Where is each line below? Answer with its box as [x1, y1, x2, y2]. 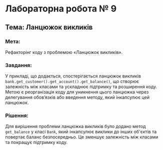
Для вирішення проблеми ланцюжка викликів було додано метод [5, 123, 146, 129]
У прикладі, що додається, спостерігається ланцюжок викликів [5, 73, 141, 79]
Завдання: [5, 61, 32, 68]
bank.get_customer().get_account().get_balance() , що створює [5, 78, 139, 84]
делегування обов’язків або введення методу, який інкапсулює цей [5, 94, 150, 100]
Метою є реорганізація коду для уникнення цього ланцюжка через [5, 89, 149, 95]
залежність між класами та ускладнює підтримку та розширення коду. [5, 83, 157, 90]
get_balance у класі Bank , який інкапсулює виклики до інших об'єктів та [5, 128, 157, 135]
